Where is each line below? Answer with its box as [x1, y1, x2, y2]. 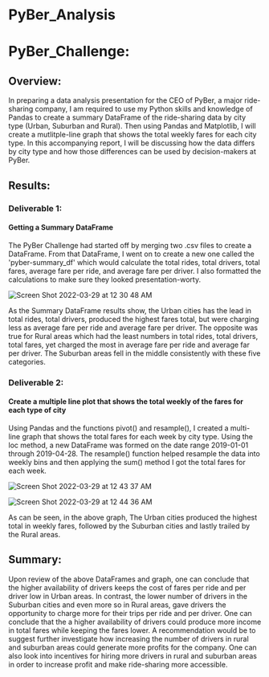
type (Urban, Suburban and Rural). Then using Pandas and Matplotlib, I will [8, 121, 256, 131]
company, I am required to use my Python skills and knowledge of [35, 104, 253, 114]
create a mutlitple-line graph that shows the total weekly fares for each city [8, 130, 257, 140]
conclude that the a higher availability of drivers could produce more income [8, 617, 262, 626]
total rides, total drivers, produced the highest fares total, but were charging [8, 314, 259, 324]
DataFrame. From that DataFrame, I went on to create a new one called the [8, 249, 255, 259]
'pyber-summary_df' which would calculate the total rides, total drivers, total [8, 257, 261, 267]
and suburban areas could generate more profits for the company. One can [8, 642, 257, 652]
